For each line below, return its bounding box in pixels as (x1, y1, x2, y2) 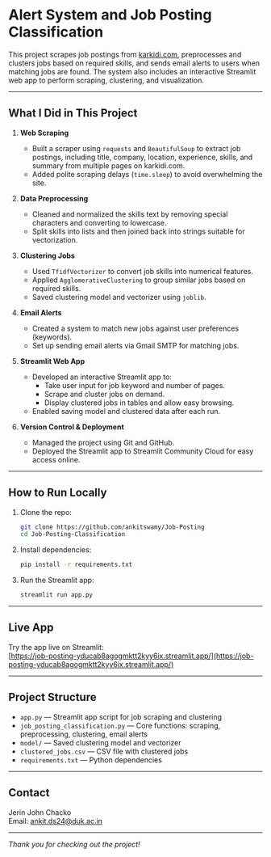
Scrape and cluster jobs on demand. (44, 389, 165, 399)
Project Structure (8, 690, 97, 704)
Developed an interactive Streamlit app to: (31, 372, 172, 382)
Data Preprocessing (19, 193, 89, 203)
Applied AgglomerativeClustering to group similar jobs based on (31, 275, 246, 285)
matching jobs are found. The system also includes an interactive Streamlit (8, 66, 256, 76)
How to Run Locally (8, 486, 107, 500)
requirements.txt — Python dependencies (19, 754, 163, 765)
